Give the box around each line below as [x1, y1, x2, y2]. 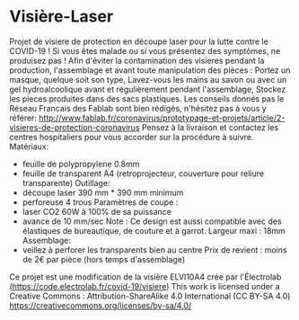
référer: [9, 112, 38, 123]
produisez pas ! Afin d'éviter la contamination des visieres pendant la [9, 55, 265, 66]
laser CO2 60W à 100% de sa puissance [22, 206, 172, 217]
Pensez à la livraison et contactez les [141, 121, 279, 132]
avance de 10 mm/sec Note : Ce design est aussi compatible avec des [22, 216, 282, 227]
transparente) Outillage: [22, 177, 110, 188]
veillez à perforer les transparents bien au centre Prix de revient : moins [22, 244, 287, 255]
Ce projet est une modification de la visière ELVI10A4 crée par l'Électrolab [9, 271, 282, 282]
